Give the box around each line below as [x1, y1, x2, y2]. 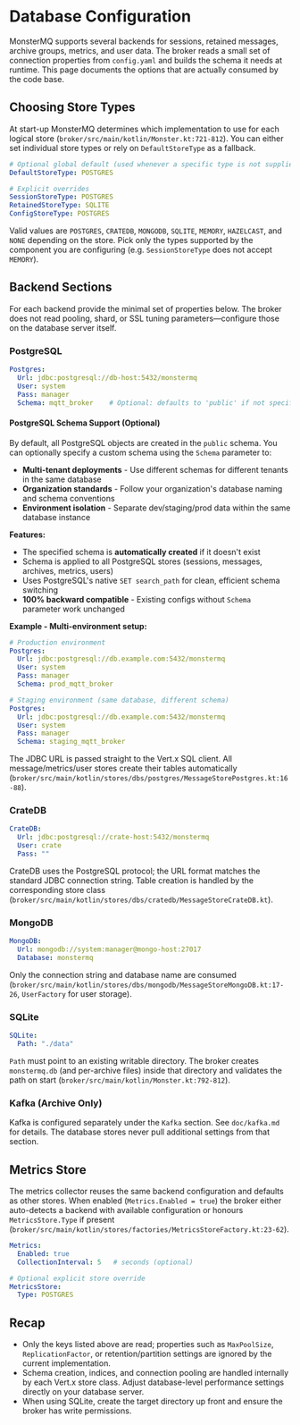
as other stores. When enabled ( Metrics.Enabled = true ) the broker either [9, 1195, 282, 1206]
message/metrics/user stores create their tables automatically [9, 763, 237, 774]
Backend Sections [9, 280, 112, 295]
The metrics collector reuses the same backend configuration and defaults [9, 1186, 284, 1197]
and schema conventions [21, 493, 115, 503]
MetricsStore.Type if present [9, 1214, 115, 1226]
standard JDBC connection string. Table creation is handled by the [9, 874, 254, 886]
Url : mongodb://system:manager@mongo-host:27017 [17, 945, 202, 954]
